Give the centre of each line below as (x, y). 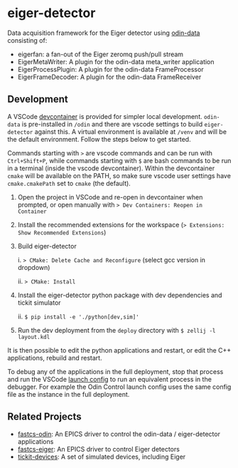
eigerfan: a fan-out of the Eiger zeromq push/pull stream (100, 54)
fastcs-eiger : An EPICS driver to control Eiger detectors (98, 449)
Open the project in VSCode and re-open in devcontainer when (110, 197)
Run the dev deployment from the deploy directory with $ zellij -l (117, 330)
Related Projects (44, 417)
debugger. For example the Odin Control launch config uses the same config (119, 387)
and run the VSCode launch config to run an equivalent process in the (109, 379)
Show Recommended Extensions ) (62, 232)
